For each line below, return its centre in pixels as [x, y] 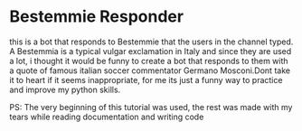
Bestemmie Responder [96, 17]
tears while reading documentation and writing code [107, 117]
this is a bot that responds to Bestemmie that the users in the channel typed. [151, 42]
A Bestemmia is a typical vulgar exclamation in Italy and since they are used [151, 51]
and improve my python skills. [65, 89]
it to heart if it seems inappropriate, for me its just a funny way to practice [146, 80]
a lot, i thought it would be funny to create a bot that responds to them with [149, 61]
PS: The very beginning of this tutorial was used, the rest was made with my [151, 107]
